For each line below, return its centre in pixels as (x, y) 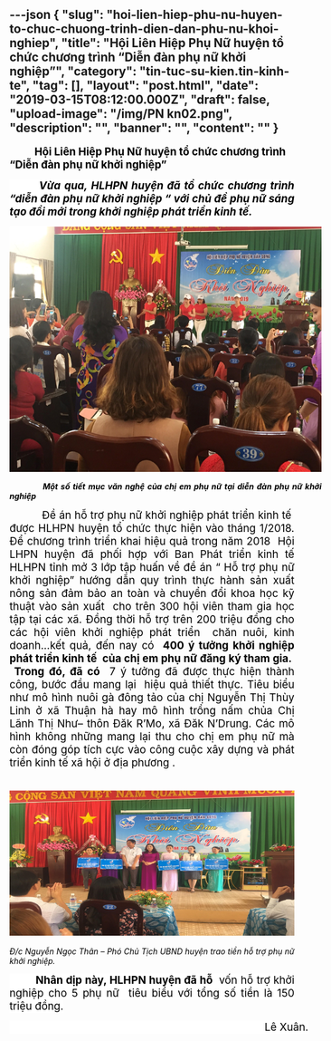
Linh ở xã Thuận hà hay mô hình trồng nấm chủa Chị (152, 710)
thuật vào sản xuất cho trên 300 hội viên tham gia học (152, 606)
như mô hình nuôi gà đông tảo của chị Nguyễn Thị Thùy (152, 698)
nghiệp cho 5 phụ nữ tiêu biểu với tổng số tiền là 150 (152, 993)
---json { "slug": (57, 15)
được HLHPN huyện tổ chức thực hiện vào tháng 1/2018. (152, 528)
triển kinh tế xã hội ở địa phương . (93, 762)
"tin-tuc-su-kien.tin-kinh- (214, 72)
